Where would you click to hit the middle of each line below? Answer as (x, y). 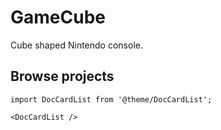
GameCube (58, 17)
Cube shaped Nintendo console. (76, 45)
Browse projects (62, 76)
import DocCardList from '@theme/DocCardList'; (111, 99)
